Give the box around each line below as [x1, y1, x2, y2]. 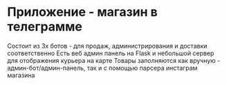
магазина [7, 70, 35, 79]
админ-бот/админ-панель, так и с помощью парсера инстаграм [7, 64, 198, 72]
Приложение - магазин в [7, 4, 158, 20]
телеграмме [7, 19, 83, 35]
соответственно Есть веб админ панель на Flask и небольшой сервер [7, 49, 215, 57]
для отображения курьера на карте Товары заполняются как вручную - [7, 56, 221, 64]
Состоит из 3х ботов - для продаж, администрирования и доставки [7, 41, 208, 50]
